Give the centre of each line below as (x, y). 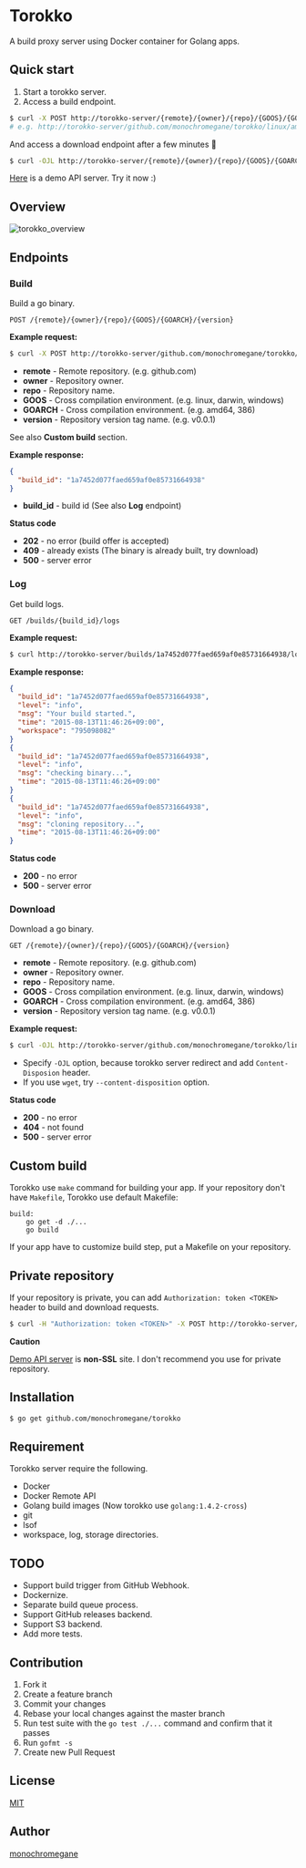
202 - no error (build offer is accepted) (96, 541)
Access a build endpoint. (69, 101)
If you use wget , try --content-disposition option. (116, 1082)
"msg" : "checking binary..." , (75, 773)
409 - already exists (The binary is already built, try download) (140, 551)
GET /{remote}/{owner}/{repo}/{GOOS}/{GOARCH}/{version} (120, 946)
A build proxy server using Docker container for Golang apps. (124, 41)
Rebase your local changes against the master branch (124, 1713)
